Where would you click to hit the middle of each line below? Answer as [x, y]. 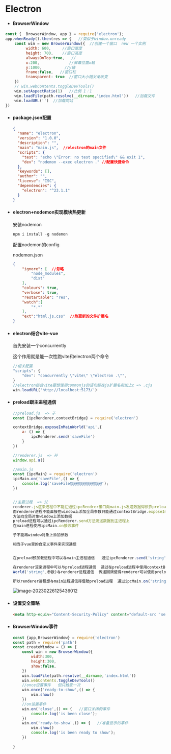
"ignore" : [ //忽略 [43, 269]
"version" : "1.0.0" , [39, 138]
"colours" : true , [40, 288]
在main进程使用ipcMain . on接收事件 [46, 526]
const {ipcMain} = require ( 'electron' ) [55, 474]
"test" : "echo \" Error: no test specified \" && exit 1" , [84, 157]
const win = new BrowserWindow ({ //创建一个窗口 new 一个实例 [80, 44]
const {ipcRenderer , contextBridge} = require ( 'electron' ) [75, 418]
